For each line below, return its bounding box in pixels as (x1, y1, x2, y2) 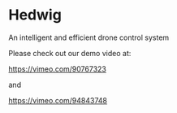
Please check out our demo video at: (8, 48, 132, 58)
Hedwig (8, 6, 63, 24)
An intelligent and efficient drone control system (8, 33, 170, 42)
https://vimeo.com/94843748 (8, 95, 108, 105)
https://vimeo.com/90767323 (8, 63, 107, 74)
